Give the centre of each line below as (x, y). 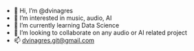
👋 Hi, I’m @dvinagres (43, 11)
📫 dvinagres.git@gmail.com (54, 40)
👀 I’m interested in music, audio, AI (63, 18)
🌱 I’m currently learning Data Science (66, 25)
